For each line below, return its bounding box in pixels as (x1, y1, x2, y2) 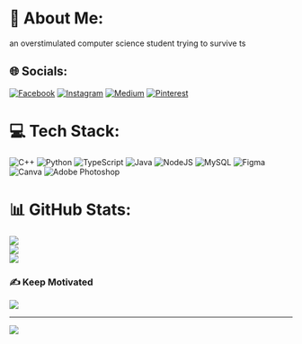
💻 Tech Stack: (9, 120, 120, 141)
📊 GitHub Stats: (9, 199, 132, 219)
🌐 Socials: (9, 64, 68, 79)
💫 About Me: (9, 8, 104, 29)
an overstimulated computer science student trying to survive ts (9, 38, 246, 49)
